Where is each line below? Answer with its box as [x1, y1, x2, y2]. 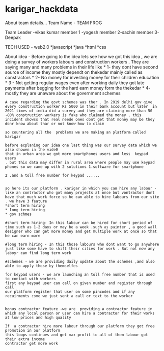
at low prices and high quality [5, 315, 71, 320]
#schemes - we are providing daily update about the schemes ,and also [5, 259, 155, 264]
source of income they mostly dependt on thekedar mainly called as [5, 69, 143, 75]
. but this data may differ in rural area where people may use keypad [5, 160, 155, 165]
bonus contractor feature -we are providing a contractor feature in [5, 306, 153, 311]
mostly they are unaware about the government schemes [5, 90, 121, 96]
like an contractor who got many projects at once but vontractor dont [5, 190, 155, 195]
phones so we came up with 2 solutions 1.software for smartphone [5, 164, 144, 169]
